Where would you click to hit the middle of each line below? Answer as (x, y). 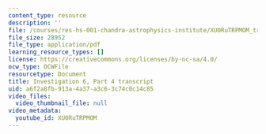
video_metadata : (35, 111)
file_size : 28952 (37, 37)
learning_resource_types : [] (56, 52)
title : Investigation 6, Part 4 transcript (81, 81)
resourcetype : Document (47, 74)
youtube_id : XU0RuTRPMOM (56, 118)
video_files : (30, 96)
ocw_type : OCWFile (38, 67)
